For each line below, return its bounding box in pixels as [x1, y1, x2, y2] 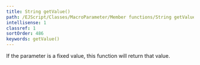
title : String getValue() [6, 8, 70, 15]
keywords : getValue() [6, 36, 60, 42]
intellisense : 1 [6, 19, 46, 25]
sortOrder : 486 [6, 31, 44, 37]
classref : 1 [6, 25, 36, 31]
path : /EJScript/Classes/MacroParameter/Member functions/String [6, 14, 171, 20]
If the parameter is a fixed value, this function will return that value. [6, 53, 171, 59]
